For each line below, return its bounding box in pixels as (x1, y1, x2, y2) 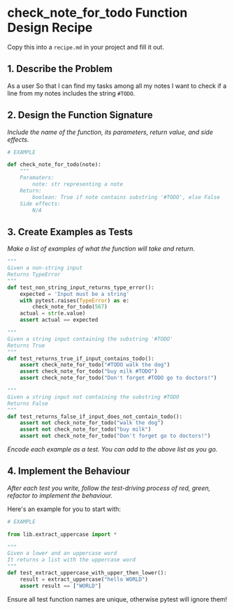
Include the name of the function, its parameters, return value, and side (7, 128, 213, 136)
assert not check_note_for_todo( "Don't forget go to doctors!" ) (20, 433, 211, 440)
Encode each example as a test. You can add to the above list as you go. (7, 445, 218, 453)
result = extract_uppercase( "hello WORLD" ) (20, 576, 149, 583)
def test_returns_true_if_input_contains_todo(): (7, 355, 155, 362)
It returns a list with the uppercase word (7, 556, 136, 563)
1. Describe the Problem (7, 63, 113, 75)
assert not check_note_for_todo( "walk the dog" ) (20, 419, 164, 426)
